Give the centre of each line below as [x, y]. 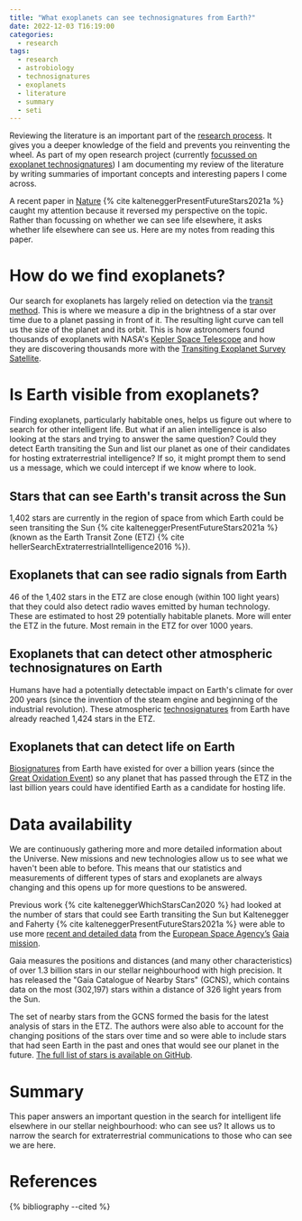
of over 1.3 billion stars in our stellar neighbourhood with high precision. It [146, 970]
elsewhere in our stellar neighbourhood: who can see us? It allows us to [142, 1126]
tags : [19, 51]
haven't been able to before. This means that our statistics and [125, 868]
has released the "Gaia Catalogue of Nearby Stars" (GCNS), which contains [150, 980]
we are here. [32, 1145]
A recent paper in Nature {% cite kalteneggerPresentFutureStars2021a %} [146, 201]
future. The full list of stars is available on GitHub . [101, 1055]
